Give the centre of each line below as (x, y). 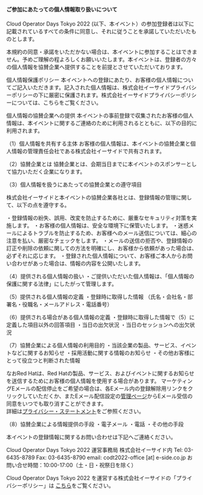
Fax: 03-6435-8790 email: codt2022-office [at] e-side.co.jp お (114, 457)
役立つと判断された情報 (51, 360)
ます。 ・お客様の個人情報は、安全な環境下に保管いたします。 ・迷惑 (103, 226)
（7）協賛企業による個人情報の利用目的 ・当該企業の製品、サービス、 (93, 345)
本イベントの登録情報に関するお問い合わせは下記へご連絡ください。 (91, 437)
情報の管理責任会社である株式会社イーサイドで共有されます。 (88, 151)
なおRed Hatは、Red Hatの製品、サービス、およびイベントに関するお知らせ (101, 374)
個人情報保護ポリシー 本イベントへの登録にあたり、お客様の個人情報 (92, 80)
